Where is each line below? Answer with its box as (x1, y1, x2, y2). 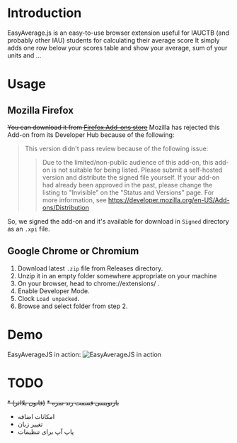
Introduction (7, 5, 82, 21)
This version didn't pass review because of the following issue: (24, 144, 209, 153)
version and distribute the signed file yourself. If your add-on (42, 173, 220, 182)
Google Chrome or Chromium (7, 245, 139, 257)
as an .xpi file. (7, 224, 51, 233)
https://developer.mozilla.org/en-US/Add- (108, 195, 230, 204)
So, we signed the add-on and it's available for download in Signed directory (7, 217, 230, 225)
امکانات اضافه (17, 412, 55, 420)
